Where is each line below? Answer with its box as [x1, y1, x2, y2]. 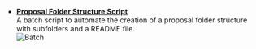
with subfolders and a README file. [15, 24, 136, 33]
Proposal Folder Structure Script [15, 7, 128, 16]
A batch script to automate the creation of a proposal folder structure [15, 15, 248, 25]
